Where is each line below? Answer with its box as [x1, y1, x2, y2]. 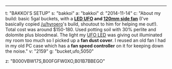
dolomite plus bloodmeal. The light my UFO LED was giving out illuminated [5, 32, 163, 38]
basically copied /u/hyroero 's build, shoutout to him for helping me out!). [5, 21, 158, 27]
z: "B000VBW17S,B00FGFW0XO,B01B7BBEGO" [5, 58, 105, 64]
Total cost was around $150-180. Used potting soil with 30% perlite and [5, 27, 156, 32]
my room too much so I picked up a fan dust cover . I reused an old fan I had [5, 37, 166, 43]
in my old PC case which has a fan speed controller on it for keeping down [5, 43, 164, 49]
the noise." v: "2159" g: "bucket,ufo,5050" [5, 48, 94, 54]
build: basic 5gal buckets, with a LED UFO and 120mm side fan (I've [5, 16, 148, 21]
